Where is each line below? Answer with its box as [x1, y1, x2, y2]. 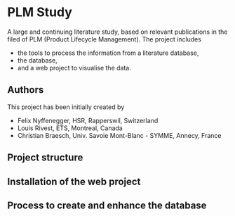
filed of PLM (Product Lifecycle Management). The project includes [7, 34, 202, 43]
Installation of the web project [7, 175, 141, 187]
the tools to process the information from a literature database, [17, 49, 199, 57]
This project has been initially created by [7, 103, 125, 111]
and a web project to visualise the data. [17, 63, 131, 72]
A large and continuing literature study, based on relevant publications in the [7, 27, 228, 36]
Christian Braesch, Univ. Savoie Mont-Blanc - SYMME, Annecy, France [17, 131, 222, 139]
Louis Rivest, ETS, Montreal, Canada [17, 124, 123, 132]
